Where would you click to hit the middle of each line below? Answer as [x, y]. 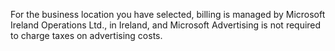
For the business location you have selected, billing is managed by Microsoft [168, 14]
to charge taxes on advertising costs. [86, 35]
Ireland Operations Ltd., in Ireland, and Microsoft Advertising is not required [166, 25]
